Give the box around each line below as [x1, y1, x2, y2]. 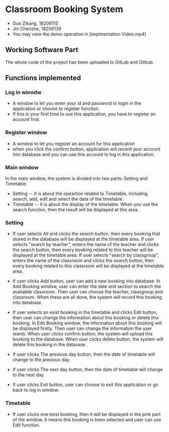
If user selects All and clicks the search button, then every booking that [12, 231, 160, 237]
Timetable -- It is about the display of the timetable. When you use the [12, 201, 158, 208]
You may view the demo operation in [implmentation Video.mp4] [12, 31, 146, 37]
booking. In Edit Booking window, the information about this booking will [12, 320, 162, 326]
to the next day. [12, 372, 45, 378]
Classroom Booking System [5, 4, 123, 15]
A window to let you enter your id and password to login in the [12, 100, 141, 107]
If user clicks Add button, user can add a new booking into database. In [12, 278, 161, 284]
